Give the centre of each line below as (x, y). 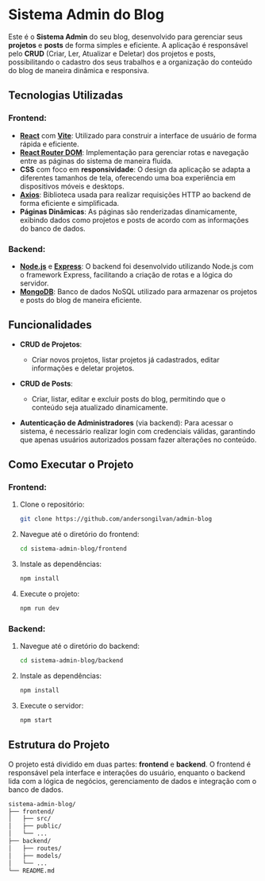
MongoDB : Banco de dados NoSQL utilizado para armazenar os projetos (138, 291)
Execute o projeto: (50, 594)
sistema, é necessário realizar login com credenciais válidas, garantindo (137, 431)
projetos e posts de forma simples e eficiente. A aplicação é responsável (128, 45)
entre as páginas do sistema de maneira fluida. (96, 161)
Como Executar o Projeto (71, 465)
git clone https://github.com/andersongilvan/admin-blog (116, 519)
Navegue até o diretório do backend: (80, 646)
